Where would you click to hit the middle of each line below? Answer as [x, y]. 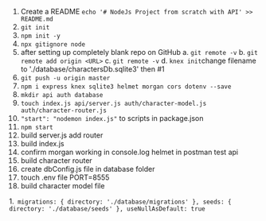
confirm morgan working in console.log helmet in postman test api [129, 152]
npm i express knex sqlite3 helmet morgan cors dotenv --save [126, 87]
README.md [37, 19]
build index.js [42, 143]
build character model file [63, 186]
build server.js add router [62, 135]
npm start [37, 127]
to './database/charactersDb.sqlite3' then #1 [92, 69]
